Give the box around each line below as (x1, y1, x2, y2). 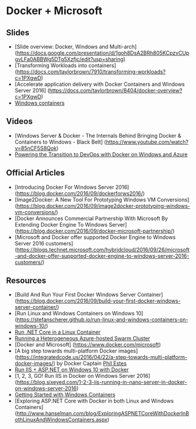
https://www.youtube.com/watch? (105, 138, 189, 145)
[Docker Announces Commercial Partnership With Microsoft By (14, 215, 168, 222)
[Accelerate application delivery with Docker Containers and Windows (14, 81, 185, 88)
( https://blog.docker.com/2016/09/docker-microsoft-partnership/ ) (14, 227, 175, 234)
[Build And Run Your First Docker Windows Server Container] (14, 291, 164, 298)
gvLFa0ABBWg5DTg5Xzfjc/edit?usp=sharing (14, 56, 124, 62)
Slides (6, 28, 29, 38)
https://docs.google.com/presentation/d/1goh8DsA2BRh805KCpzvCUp (16, 49, 190, 56)
